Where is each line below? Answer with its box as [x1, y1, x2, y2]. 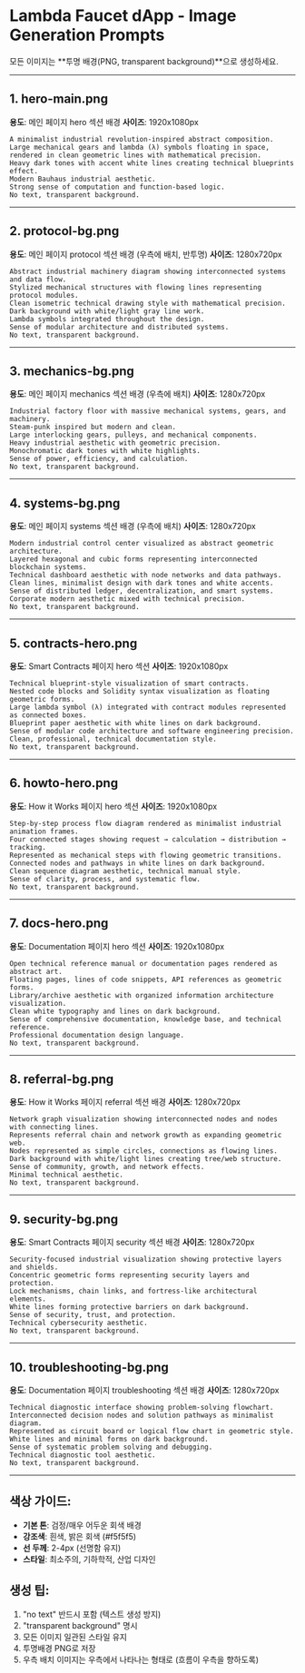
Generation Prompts [9, 25, 165, 45]
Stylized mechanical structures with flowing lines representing [9, 282, 261, 291]
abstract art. [9, 967, 64, 976]
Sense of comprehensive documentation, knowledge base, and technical [9, 1014, 282, 1024]
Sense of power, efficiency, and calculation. [9, 455, 189, 464]
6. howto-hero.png [9, 775, 119, 791]
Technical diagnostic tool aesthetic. [9, 1451, 156, 1460]
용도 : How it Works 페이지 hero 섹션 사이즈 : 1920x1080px [9, 801, 218, 812]
